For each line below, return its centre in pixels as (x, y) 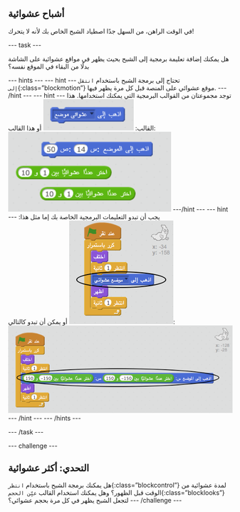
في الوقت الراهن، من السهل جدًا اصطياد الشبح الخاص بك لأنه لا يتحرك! (101, 31)
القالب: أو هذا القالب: (82, 128)
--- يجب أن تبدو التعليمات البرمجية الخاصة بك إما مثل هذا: (84, 216)
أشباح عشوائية (36, 14)
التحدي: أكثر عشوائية (49, 468)
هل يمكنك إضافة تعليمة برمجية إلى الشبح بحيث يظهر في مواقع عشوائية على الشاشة (119, 59)
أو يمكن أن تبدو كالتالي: (92, 321)
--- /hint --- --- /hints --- (45, 418)
